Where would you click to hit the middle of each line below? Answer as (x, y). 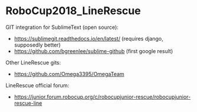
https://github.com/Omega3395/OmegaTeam (69, 74)
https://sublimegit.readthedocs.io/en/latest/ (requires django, (89, 38)
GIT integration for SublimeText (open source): (62, 27)
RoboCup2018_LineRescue (73, 11)
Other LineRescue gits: (33, 62)
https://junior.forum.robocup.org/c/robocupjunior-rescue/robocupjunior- (102, 97)
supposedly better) (37, 45)
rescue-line (28, 103)
